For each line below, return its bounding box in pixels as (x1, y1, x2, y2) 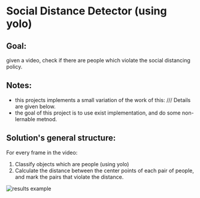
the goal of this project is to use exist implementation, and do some (14, 109, 181, 116)
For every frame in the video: (6, 149, 78, 156)
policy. (6, 63, 23, 70)
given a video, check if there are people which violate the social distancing (6, 57, 190, 64)
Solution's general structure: (6, 133, 116, 143)
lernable (14, 115, 36, 122)
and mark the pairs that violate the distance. (14, 173, 124, 181)
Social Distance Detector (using (6, 4, 167, 18)
